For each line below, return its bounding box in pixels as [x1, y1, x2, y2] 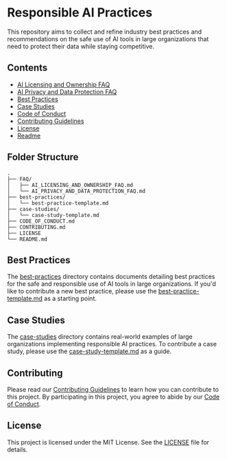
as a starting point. [44, 294, 97, 303]
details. [7, 445, 28, 454]
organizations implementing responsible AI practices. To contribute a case [7, 340, 217, 348]
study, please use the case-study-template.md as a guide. [7, 347, 172, 355]
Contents [7, 62, 48, 74]
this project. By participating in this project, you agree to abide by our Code [7, 393, 220, 401]
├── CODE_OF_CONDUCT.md [7, 218, 75, 225]
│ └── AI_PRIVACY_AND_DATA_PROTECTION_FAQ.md [7, 188, 146, 194]
